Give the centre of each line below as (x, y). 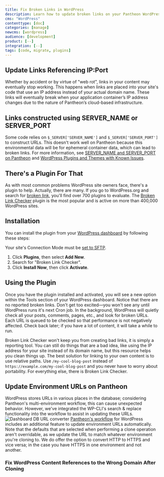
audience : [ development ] (30, 37)
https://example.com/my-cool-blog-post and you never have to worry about (81, 366)
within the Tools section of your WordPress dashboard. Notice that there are (82, 299)
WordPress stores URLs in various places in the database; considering (76, 398)
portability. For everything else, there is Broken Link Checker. (66, 371)
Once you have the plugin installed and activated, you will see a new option (81, 294)
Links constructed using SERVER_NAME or (72, 118)
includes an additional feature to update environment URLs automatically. (79, 424)
